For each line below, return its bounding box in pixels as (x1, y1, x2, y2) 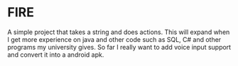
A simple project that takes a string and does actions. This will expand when (7, 28, 230, 36)
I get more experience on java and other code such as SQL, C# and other (7, 35, 222, 43)
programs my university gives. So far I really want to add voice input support (7, 43, 232, 51)
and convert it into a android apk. (7, 50, 104, 59)
